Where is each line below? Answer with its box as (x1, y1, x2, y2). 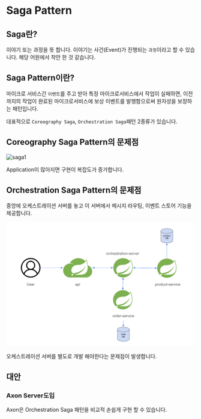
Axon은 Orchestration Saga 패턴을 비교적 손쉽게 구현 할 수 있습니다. (6, 406, 167, 414)
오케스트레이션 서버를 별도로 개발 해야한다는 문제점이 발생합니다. (6, 352, 157, 359)
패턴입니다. (12, 105, 39, 112)
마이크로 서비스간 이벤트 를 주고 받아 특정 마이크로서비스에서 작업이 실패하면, (6, 90, 182, 97)
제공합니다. (6, 210, 32, 217)
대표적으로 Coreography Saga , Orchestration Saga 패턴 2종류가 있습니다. (6, 118, 178, 125)
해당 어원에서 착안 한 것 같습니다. (19, 54, 96, 61)
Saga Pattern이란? (6, 73, 75, 83)
